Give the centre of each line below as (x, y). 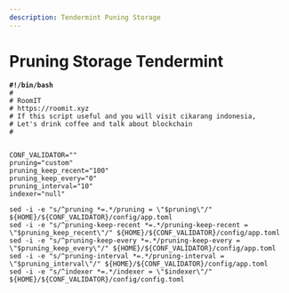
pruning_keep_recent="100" (59, 170)
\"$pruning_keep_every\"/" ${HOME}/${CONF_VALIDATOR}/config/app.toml (143, 248)
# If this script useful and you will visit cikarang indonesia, (132, 116)
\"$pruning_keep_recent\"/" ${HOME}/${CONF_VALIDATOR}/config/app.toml (144, 233)
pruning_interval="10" (51, 186)
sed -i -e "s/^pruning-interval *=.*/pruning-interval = (117, 256)
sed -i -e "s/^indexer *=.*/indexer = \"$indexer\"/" (111, 272)
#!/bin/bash (31, 85)
